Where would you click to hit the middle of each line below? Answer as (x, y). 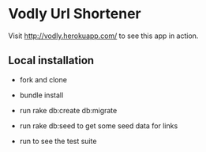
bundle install (41, 95)
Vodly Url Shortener (75, 14)
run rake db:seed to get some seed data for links (99, 125)
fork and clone (43, 79)
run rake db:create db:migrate (68, 110)
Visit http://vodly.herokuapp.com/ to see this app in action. (103, 36)
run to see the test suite (58, 141)
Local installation (51, 61)
